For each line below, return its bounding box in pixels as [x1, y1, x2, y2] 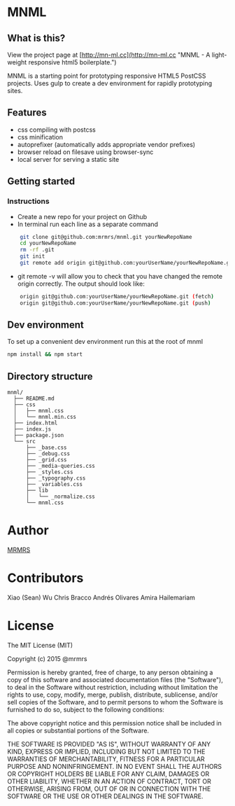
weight [7, 58, 27, 67]
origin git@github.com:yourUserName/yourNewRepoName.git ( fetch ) [20, 293, 215, 300]
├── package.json [13, 432, 64, 439]
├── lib [25, 487, 49, 494]
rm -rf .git [20, 246, 55, 253]
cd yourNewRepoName [20, 239, 77, 247]
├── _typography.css [25, 475, 86, 482]
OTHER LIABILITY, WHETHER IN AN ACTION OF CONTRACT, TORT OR [7, 777, 211, 785]
